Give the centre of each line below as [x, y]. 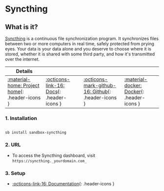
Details [24, 71]
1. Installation [21, 118]
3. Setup [15, 173]
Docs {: [53, 92]
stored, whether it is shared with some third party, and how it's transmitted [80, 54]
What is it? [21, 27]
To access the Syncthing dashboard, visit [54, 155]
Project [31, 85]
